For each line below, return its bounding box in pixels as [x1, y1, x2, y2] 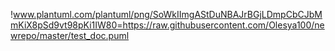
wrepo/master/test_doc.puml [10, 30, 130, 41]
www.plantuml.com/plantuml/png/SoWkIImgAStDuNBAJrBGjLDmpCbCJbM [13, 9, 323, 20]
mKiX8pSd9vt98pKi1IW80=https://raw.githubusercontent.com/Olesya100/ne [10, 19, 325, 31]
